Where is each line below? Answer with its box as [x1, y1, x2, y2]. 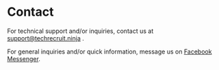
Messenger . [7, 54, 41, 62]
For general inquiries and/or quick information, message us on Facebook [7, 47, 212, 56]
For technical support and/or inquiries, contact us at [7, 27, 154, 35]
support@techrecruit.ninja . [7, 34, 84, 42]
